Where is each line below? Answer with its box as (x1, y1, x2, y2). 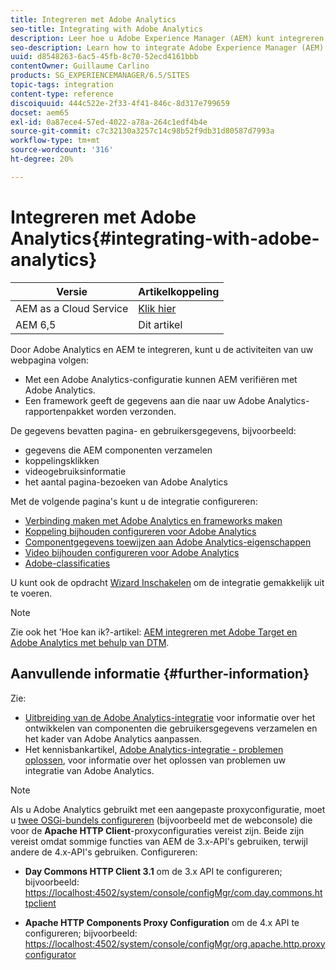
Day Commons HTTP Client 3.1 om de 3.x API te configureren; (24, 865, 283, 877)
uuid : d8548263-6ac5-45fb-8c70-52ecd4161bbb (10, 52, 199, 62)
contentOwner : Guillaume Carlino (10, 61, 150, 71)
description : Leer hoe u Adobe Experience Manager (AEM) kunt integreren (10, 33, 325, 43)
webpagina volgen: (10, 354, 89, 366)
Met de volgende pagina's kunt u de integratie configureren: (10, 495, 258, 507)
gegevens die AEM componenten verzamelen (24, 444, 213, 456)
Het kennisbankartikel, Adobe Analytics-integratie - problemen (24, 743, 284, 755)
